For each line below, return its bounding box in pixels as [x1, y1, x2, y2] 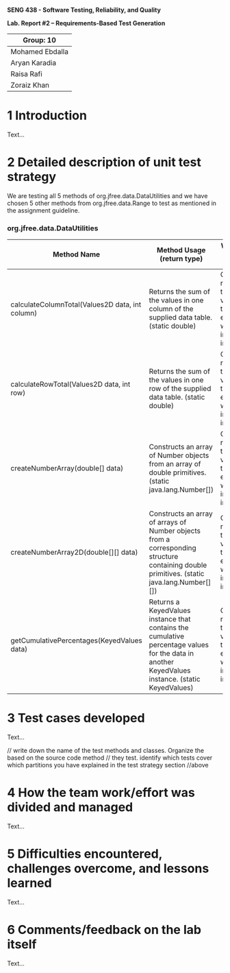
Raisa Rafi [10, 69, 42, 78]
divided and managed [7, 800, 133, 815]
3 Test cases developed [7, 710, 145, 726]
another [149, 658, 175, 667]
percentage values [149, 640, 209, 650]
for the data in [149, 649, 194, 658]
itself [7, 937, 37, 952]
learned [7, 876, 53, 891]
